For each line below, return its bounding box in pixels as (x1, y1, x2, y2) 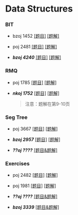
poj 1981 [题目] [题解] (12, 183, 56, 189)
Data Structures (5, 3, 73, 15)
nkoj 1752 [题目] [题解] (12, 90, 59, 96)
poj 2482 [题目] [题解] (12, 172, 58, 178)
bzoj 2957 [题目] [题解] (12, 136, 60, 142)
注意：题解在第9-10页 (25, 101, 70, 107)
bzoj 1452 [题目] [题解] (12, 33, 59, 39)
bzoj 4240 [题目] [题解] (12, 54, 61, 60)
